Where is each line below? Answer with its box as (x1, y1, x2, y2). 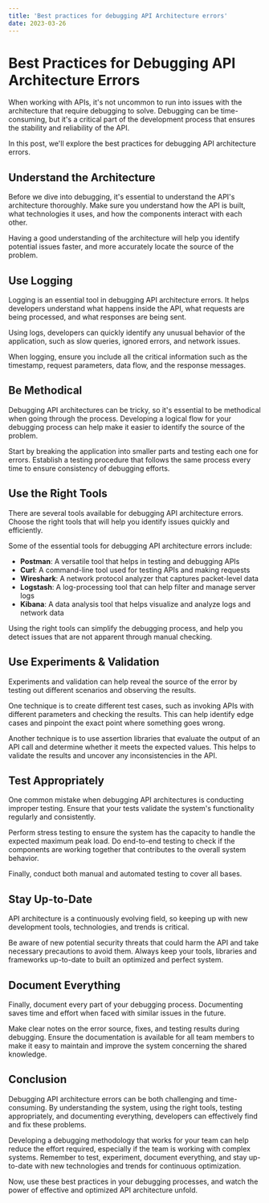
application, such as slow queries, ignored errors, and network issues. (8, 336, 241, 346)
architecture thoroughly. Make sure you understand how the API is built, (8, 200, 247, 210)
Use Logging (8, 274, 73, 287)
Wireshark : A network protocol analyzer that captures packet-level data (19, 573, 259, 583)
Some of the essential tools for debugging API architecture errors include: (8, 541, 253, 550)
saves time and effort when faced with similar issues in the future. (8, 1007, 226, 1018)
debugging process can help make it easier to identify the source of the (8, 422, 246, 431)
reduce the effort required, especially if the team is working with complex (8, 1143, 251, 1153)
